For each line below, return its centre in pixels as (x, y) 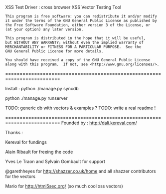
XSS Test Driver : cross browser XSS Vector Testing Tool (63, 7)
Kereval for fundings (26, 142)
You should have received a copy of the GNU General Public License (78, 60)
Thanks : (14, 132)
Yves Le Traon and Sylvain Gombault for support (55, 161)
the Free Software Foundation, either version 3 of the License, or (78, 25)
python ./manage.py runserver (36, 98)
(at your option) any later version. (44, 29)
